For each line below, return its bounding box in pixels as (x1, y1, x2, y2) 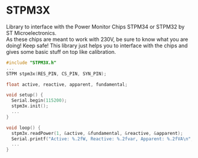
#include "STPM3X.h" (6, 60, 57, 66)
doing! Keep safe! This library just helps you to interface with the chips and (6, 42, 188, 49)
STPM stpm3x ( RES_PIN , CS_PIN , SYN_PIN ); (6, 70, 107, 77)
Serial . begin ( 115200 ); (11, 98, 67, 104)
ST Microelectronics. (6, 29, 57, 36)
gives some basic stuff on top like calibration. (6, 48, 116, 55)
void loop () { (6, 125, 41, 131)
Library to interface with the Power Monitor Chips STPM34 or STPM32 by (6, 23, 185, 30)
